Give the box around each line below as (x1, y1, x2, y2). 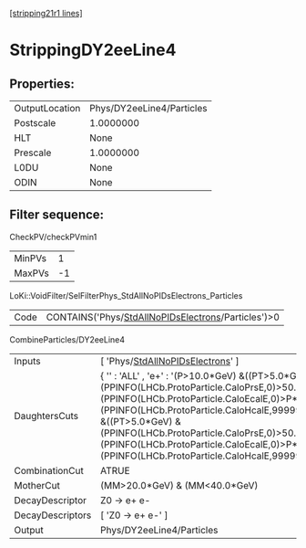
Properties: (9, 76, 75, 91)
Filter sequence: (9, 207, 105, 223)
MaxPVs (14, 267, 50, 279)
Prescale (14, 146, 52, 159)
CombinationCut (14, 464, 84, 477)
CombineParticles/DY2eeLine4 (9, 333, 126, 345)
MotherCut (14, 479, 61, 491)
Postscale (14, 117, 56, 129)
